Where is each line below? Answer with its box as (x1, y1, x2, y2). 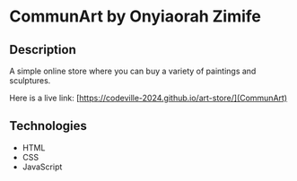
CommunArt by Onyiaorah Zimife (9, 6, 262, 27)
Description (9, 42, 76, 57)
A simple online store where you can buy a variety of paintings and (9, 65, 257, 76)
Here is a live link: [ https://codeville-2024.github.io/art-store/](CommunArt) (9, 92, 288, 103)
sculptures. (9, 75, 51, 86)
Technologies (9, 118, 88, 134)
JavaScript (22, 161, 63, 172)
